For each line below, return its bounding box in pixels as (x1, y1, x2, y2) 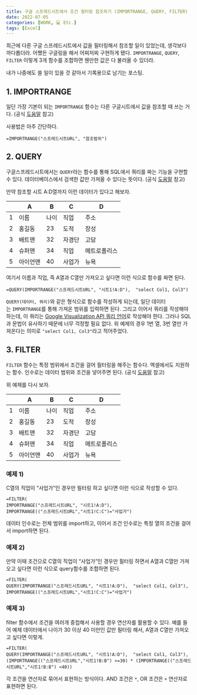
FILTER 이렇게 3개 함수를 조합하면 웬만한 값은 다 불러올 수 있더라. (6, 57, 155, 64)
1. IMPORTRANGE (6, 87, 72, 97)
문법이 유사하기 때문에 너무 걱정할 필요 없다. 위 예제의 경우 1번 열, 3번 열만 (12, 319, 182, 327)
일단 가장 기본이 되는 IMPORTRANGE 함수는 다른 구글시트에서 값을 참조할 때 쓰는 (6, 103, 184, 110)
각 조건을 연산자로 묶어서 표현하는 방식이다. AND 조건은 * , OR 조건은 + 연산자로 (6, 675, 188, 682)
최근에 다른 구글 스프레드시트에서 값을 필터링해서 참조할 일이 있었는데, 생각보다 (6, 42, 187, 49)
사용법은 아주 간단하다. (6, 123, 58, 130)
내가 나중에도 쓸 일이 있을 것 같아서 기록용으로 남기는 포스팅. (6, 69, 144, 77)
